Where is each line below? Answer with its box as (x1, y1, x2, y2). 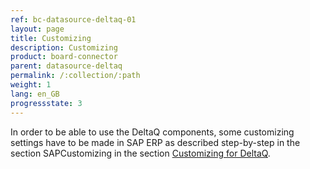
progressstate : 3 (10, 98, 83, 108)
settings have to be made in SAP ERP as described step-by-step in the (10, 136, 301, 148)
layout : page (10, 24, 65, 34)
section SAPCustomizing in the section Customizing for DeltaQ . (10, 147, 271, 159)
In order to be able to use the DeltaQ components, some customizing (10, 126, 295, 138)
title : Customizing (10, 33, 92, 43)
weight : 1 (10, 80, 52, 90)
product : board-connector (10, 52, 118, 62)
